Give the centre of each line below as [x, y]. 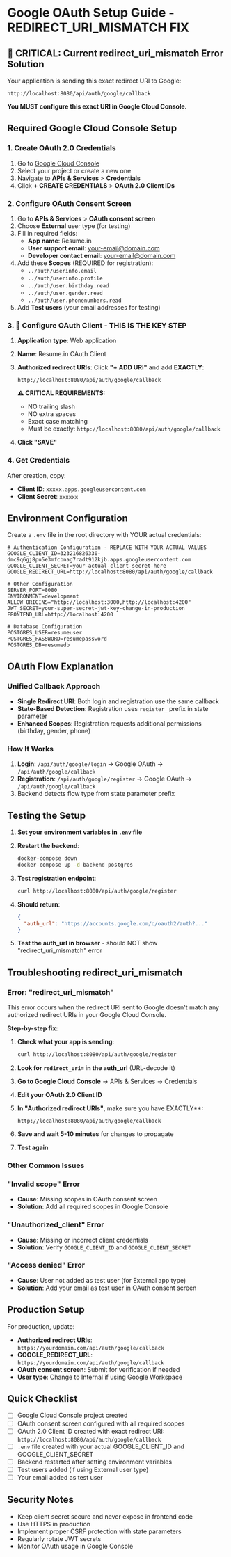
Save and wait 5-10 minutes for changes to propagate [95, 1134]
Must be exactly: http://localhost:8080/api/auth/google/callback [124, 429]
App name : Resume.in [59, 241]
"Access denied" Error [46, 1265]
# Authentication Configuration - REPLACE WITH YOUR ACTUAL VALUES [107, 548]
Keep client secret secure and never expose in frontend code [105, 1516]
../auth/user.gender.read [65, 293]
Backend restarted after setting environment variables [95, 1462]
